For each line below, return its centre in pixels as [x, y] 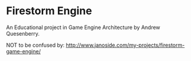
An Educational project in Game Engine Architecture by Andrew [83, 27]
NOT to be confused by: [35, 45]
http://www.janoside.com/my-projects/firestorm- [125, 45]
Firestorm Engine [49, 11]
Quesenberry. [23, 33]
